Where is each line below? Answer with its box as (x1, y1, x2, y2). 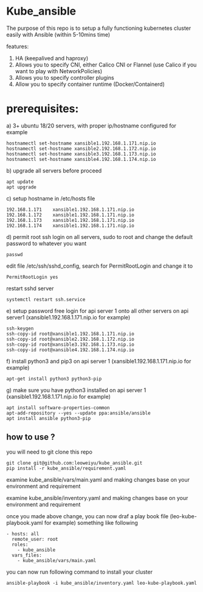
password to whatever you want (6, 240, 87, 247)
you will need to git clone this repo (6, 448, 93, 455)
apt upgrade (6, 184, 36, 190)
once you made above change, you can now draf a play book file (6, 512, 169, 519)
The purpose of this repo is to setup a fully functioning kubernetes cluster (6, 24, 191, 32)
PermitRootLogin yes (6, 274, 59, 280)
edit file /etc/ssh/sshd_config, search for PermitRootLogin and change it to (6, 262, 193, 269)
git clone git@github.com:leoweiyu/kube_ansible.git (6, 460, 143, 466)
